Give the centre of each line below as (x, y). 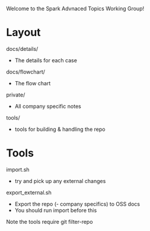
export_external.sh (29, 192)
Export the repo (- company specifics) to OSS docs (77, 204)
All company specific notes (48, 106)
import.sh (18, 169)
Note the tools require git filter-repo (50, 222)
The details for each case (46, 60)
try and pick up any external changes (60, 181)
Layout (23, 33)
